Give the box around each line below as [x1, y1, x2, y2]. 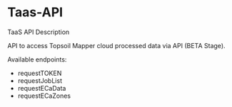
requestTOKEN [17, 69, 62, 77]
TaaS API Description [7, 28, 70, 36]
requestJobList [17, 76, 63, 85]
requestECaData [17, 84, 66, 92]
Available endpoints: [7, 55, 67, 64]
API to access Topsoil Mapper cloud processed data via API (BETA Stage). [7, 41, 226, 50]
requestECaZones [17, 91, 71, 100]
